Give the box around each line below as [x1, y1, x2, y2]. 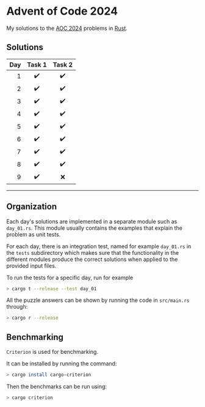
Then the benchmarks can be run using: [6, 383, 107, 390]
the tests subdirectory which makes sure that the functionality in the [6, 249, 179, 256]
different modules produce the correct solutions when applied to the [6, 255, 178, 263]
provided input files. [6, 262, 57, 269]
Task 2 [52, 60, 73, 68]
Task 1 [27, 60, 47, 68]
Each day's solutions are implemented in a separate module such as [6, 218, 178, 225]
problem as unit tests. [6, 230, 61, 238]
